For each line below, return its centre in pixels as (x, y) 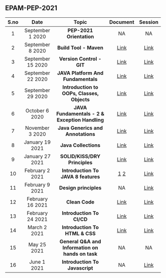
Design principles (80, 188)
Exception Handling (80, 119)
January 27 (37, 156)
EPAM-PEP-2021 (31, 8)
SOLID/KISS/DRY (80, 156)
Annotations (80, 134)
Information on (80, 247)
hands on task (81, 254)
